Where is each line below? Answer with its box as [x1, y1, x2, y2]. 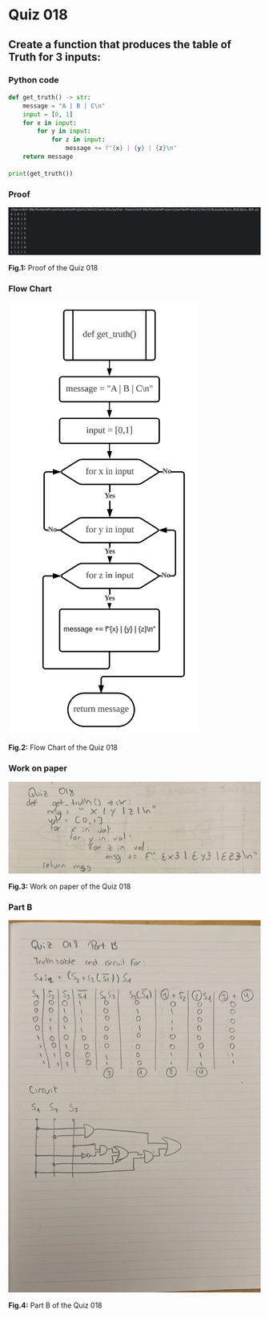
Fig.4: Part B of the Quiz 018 [8, 1300, 102, 1310]
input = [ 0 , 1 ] [22, 110, 74, 118]
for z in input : [50, 136, 106, 144]
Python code [8, 74, 59, 85]
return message [22, 153, 74, 161]
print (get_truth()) [8, 169, 74, 177]
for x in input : [22, 119, 78, 127]
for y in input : [37, 127, 91, 136]
